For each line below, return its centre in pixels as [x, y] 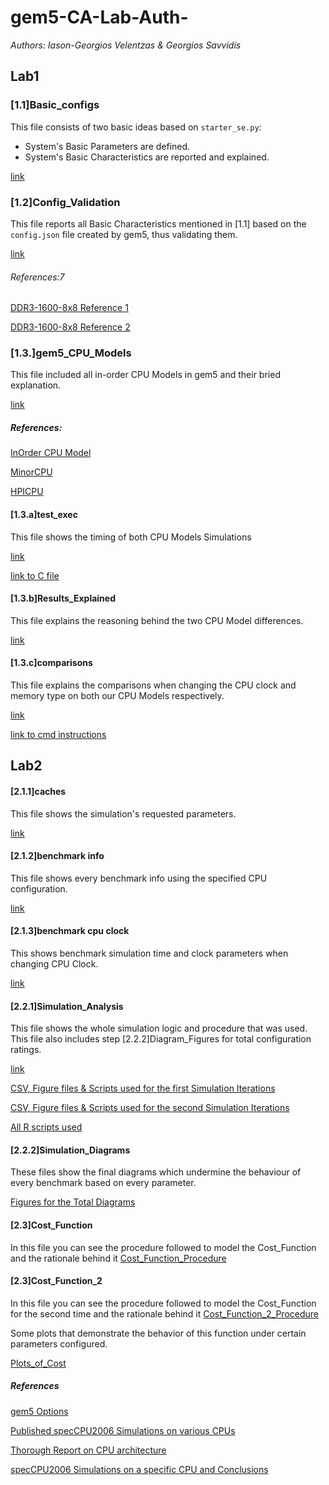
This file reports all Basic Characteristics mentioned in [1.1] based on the [158, 223]
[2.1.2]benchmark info [57, 856]
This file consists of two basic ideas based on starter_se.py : [136, 127]
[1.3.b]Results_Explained [63, 598]
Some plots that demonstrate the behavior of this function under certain [158, 1333]
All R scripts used [46, 1127]
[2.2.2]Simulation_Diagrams [70, 1150]
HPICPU [27, 492]
